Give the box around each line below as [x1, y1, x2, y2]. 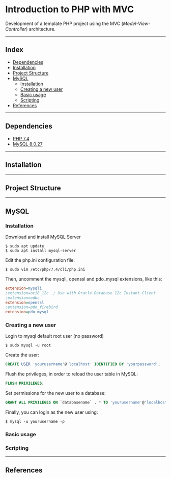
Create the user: [5, 352, 40, 358]
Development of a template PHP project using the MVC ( [5, 20, 124, 27]
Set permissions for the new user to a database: [5, 390, 106, 396]
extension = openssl [5, 300, 44, 305]
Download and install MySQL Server [5, 234, 81, 240]
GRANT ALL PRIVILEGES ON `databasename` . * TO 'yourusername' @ [5, 400, 145, 405]
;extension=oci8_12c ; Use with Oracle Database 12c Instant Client [5, 290, 156, 295]
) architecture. [26, 26, 56, 32]
